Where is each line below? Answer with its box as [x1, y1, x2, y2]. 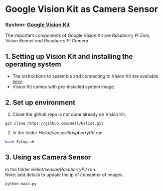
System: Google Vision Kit [5, 21, 70, 28]
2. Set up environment [5, 98, 76, 106]
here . [12, 79, 23, 85]
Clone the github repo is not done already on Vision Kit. [12, 111, 126, 117]
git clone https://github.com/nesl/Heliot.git [5, 121, 104, 126]
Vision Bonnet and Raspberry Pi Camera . [5, 38, 90, 44]
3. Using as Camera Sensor [5, 153, 91, 162]
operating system [5, 60, 61, 68]
